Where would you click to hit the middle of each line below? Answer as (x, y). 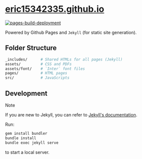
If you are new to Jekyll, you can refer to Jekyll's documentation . (71, 114)
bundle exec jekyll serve (32, 143)
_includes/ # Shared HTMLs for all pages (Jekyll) (64, 59)
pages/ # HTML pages (36, 73)
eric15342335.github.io (55, 9)
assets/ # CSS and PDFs (38, 64)
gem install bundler (26, 133)
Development (26, 93)
